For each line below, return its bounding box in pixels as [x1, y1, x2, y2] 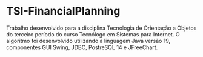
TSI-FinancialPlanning [6, 4, 121, 18]
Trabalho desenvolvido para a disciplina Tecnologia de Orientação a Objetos [6, 24, 197, 32]
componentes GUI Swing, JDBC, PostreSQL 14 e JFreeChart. [6, 44, 158, 51]
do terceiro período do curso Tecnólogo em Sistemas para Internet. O [6, 30, 180, 38]
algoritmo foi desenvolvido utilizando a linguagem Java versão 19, [6, 37, 171, 44]
